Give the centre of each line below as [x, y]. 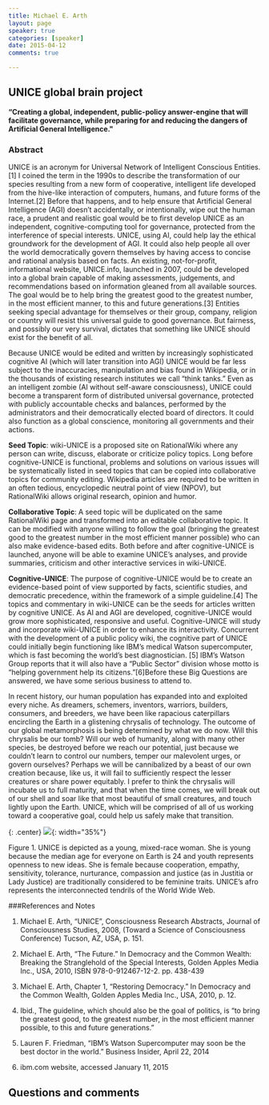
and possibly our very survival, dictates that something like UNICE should [129, 329]
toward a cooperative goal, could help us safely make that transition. [121, 816]
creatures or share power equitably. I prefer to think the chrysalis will [122, 782]
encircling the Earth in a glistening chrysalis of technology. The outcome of [132, 722]
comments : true [34, 53]
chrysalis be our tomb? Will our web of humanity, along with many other [127, 739]
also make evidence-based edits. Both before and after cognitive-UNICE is [131, 546]
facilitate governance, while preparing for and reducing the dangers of [128, 120]
